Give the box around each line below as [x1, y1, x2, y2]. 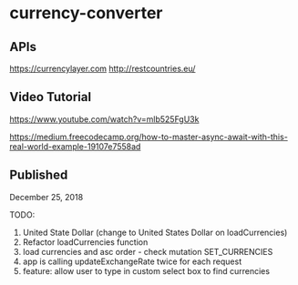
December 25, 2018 [9, 191, 84, 202]
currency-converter [9, 3, 163, 24]
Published [9, 168, 68, 183]
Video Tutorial [9, 89, 92, 105]
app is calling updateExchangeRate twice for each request [22, 256, 242, 267]
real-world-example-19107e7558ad [9, 140, 141, 152]
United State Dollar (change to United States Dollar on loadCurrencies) [22, 227, 288, 238]
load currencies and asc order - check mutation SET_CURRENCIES [22, 246, 273, 257]
